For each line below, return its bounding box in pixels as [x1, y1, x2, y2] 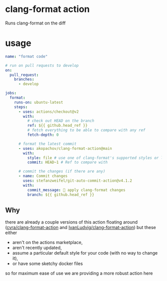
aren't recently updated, [12, 245, 62, 251]
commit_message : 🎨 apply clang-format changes [27, 187, 126, 193]
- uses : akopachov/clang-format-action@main [18, 146, 112, 151]
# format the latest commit [18, 141, 77, 146]
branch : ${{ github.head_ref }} [27, 192, 94, 197]
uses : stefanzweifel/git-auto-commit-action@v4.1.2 [23, 178, 133, 183]
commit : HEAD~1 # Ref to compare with [27, 160, 108, 165]
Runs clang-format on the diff [5, 20, 66, 26]
